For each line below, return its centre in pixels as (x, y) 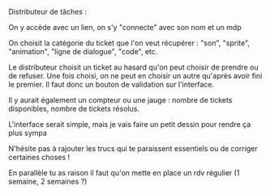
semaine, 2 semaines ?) (48, 181)
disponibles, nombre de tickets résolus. (74, 109)
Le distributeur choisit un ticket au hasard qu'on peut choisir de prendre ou (133, 67)
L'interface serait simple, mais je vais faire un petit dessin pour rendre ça (130, 124)
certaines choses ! (39, 157)
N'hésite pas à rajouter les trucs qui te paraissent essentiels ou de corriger (133, 148)
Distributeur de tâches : (48, 12)
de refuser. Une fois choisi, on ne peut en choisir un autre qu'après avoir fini (135, 76)
